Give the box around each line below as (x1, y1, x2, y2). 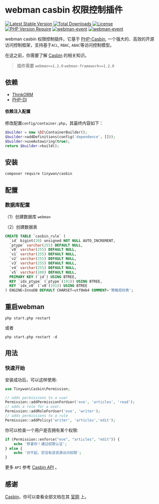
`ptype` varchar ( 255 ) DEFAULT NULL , (9, 243, 83, 248)
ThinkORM (12, 91, 33, 97)
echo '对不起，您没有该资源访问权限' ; (14, 451, 82, 455)
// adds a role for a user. (5, 404, 62, 409)
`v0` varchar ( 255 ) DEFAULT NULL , (9, 247, 77, 252)
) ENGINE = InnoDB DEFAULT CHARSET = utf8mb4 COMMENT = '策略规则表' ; (5, 288, 134, 293)
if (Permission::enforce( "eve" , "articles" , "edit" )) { (5, 437, 120, 442)
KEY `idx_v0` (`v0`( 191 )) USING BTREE (9, 283, 88, 288)
